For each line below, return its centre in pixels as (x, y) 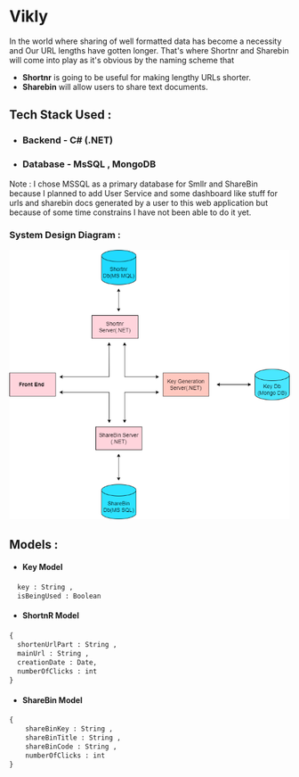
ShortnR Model (51, 616)
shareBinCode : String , (71, 747)
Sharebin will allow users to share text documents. (115, 87)
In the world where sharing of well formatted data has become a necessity (145, 41)
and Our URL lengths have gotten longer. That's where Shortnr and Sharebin (149, 50)
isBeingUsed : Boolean (59, 596)
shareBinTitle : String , (73, 738)
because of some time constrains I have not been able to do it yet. (130, 212)
